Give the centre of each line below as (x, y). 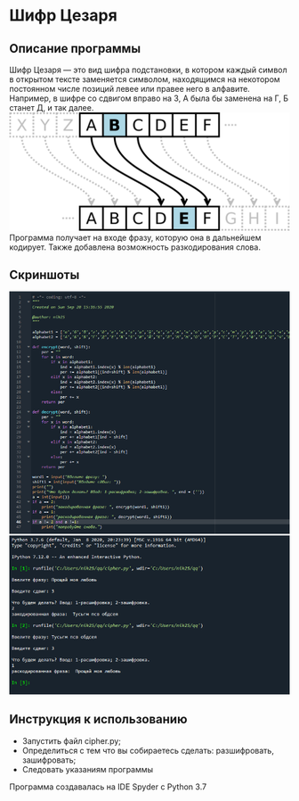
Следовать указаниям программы (88, 769)
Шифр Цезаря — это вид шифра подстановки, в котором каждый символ (148, 70)
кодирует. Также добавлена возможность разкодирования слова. (135, 247)
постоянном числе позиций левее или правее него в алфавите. (130, 89)
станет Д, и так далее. (52, 107)
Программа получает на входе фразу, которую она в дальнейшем (135, 237)
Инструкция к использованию (98, 719)
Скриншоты (44, 275)
